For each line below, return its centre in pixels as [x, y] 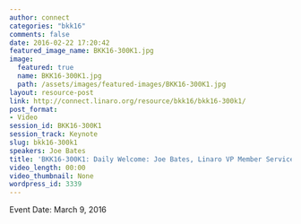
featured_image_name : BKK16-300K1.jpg [82, 51]
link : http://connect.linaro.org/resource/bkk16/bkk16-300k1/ [128, 101]
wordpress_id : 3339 [46, 185]
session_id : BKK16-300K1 [56, 126]
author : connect [39, 17]
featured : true [46, 68]
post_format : [34, 109]
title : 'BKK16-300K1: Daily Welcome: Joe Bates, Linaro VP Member [136, 159]
